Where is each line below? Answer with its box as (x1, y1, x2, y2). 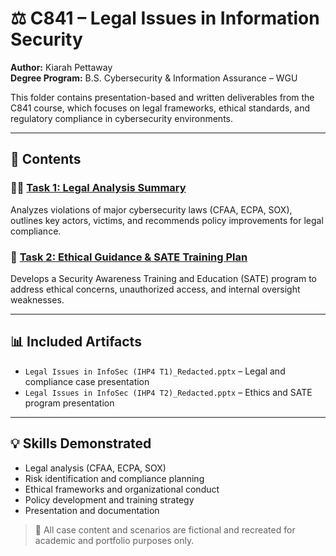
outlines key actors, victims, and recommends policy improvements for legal (10, 214, 324, 226)
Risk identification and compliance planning (24, 472, 205, 484)
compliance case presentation (24, 375, 150, 387)
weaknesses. (10, 293, 65, 306)
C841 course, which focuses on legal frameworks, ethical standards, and (10, 102, 310, 114)
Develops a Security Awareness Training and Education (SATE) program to (10, 272, 318, 284)
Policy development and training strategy (24, 493, 195, 506)
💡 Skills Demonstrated (10, 435, 152, 452)
